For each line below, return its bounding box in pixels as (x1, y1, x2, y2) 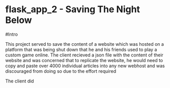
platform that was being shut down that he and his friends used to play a (5, 46, 157, 52)
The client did (5, 78, 34, 84)
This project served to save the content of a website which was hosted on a (5, 41, 164, 47)
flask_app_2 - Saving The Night (5, 4, 140, 15)
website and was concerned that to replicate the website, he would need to (5, 57, 163, 63)
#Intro (5, 31, 18, 37)
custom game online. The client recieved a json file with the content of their (5, 52, 164, 58)
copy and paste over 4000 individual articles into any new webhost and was (5, 63, 165, 69)
